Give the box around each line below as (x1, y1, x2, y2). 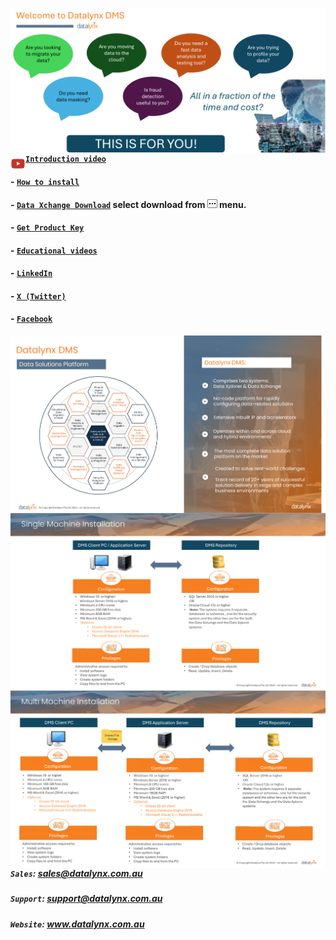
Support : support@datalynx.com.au (10, 893, 163, 905)
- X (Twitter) (10, 289, 67, 302)
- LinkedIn (10, 267, 53, 279)
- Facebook (10, 313, 53, 325)
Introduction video (25, 154, 107, 165)
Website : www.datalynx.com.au (10, 918, 145, 930)
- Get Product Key (10, 221, 85, 233)
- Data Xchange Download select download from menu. (10, 198, 247, 210)
